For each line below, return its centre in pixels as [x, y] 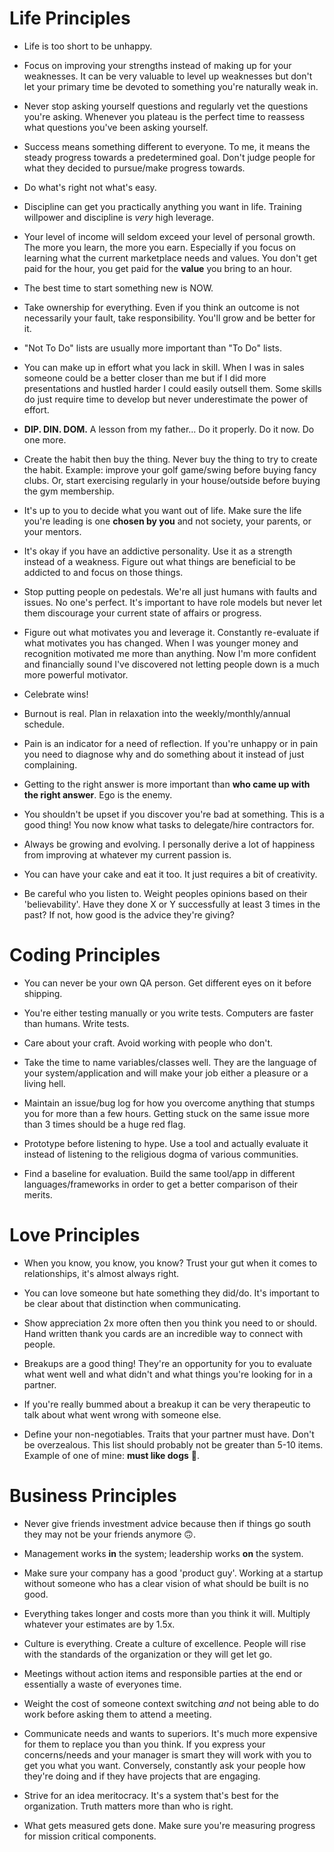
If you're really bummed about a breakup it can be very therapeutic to [167, 1404]
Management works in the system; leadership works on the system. [163, 1553]
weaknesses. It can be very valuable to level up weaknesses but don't [168, 76]
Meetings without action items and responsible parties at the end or [163, 1673]
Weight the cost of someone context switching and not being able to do [171, 1703]
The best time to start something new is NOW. [118, 288]
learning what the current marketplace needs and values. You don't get [170, 258]
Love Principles [75, 1235]
